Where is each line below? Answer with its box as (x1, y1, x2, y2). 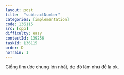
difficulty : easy (5, 31, 42, 36)
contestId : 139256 (5, 36, 44, 41)
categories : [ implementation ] (5, 17, 70, 22)
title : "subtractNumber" (5, 12, 60, 17)
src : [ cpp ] (5, 26, 29, 31)
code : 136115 (5, 21, 33, 27)
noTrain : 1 (5, 50, 29, 55)
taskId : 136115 (5, 41, 38, 46)
